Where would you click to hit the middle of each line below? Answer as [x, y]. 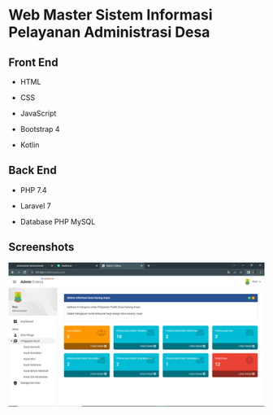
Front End [33, 62]
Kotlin [30, 145]
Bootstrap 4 [40, 129]
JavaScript [38, 113]
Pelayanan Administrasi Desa [109, 32]
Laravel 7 [35, 206]
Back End [32, 170]
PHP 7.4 [33, 190]
